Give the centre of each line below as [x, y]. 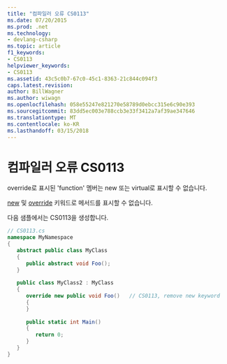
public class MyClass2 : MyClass [65, 283]
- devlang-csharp [32, 40]
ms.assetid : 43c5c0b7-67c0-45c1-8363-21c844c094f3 [82, 79]
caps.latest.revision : [40, 85]
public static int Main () [63, 322]
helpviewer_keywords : [39, 66]
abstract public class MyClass [62, 250]
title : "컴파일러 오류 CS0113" [48, 14]
